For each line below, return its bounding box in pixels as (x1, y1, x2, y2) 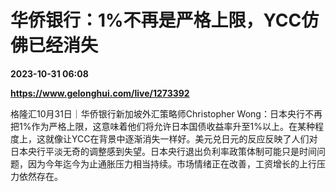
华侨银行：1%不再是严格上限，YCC (10, 9, 302, 32)
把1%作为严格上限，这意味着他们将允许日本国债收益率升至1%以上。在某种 (10, 120, 315, 132)
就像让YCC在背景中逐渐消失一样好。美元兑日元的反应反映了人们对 (44, 132, 318, 145)
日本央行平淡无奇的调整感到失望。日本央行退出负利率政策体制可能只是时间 (10, 145, 317, 157)
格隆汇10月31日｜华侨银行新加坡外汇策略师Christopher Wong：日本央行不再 (10, 107, 323, 120)
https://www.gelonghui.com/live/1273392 (10, 87, 190, 99)
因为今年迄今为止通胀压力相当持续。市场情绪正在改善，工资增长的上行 (27, 157, 317, 170)
